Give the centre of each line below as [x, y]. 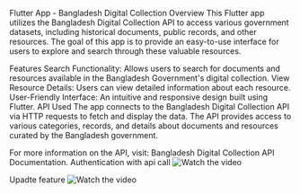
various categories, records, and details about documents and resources [144, 126]
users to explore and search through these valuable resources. [125, 51]
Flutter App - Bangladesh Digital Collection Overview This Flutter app [137, 13]
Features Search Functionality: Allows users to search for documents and [145, 68]
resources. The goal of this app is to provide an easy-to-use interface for [145, 41]
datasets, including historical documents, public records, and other [133, 32]
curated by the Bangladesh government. [84, 135]
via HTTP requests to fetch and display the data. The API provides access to [150, 116]
